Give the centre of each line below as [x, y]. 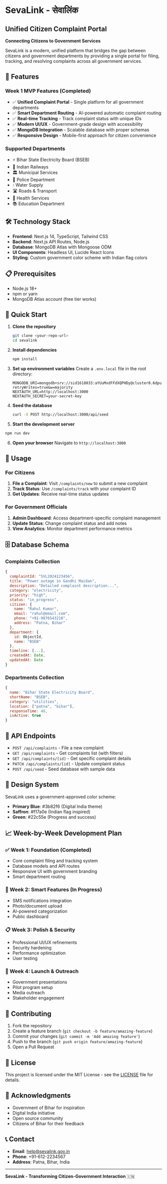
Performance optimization [39, 953]
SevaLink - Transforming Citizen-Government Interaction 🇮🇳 [70, 1176]
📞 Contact [20, 1139]
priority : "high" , [29, 595]
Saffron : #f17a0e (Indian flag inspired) [51, 812]
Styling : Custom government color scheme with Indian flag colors [80, 257]
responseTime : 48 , [29, 711]
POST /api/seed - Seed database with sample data [64, 769]
